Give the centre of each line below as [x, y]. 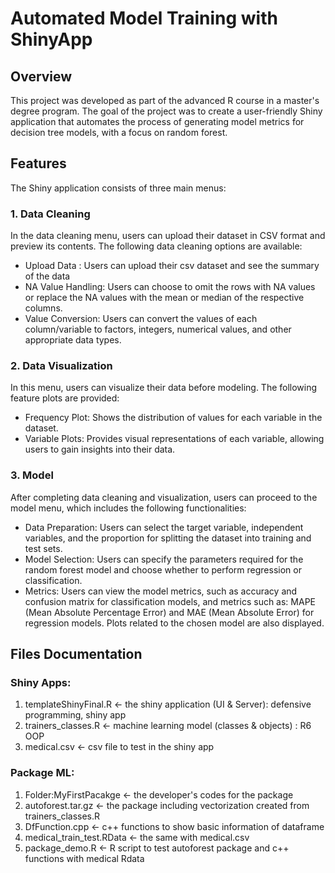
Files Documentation [76, 654]
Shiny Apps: [41, 683]
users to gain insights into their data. [100, 449]
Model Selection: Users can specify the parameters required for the [164, 559]
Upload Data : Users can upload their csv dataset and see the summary [172, 266]
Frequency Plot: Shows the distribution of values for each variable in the [173, 418]
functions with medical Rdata [84, 858]
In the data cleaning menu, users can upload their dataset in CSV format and [168, 236]
